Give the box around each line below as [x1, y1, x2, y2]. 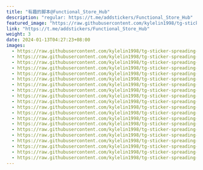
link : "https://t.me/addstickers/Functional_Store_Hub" [6, 25, 150, 32]
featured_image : [6, 20, 47, 26]
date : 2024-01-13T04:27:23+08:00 [6, 37, 91, 43]
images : [6, 43, 26, 49]
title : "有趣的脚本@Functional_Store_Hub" [6, 8, 111, 15]
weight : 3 [6, 31, 31, 37]
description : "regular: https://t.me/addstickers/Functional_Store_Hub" [6, 14, 193, 20]
